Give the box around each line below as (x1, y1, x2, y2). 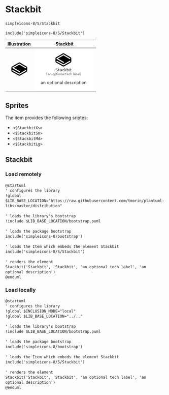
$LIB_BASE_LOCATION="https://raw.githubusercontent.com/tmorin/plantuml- (5, 198, 165, 203)
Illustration (7, 41, 31, 47)
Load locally (5, 286, 36, 293)
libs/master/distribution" (5, 203, 62, 208)
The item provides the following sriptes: (5, 115, 88, 121)
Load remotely (5, 171, 42, 178)
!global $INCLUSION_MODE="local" (5, 308, 76, 314)
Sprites (5, 101, 29, 110)
